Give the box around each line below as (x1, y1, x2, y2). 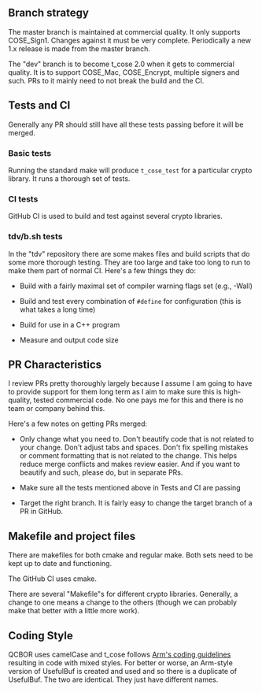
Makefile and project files (8, 529, 136, 542)
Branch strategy (8, 6, 89, 20)
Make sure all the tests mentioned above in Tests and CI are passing (19, 483, 242, 493)
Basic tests (8, 147, 52, 158)
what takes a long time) (19, 305, 96, 314)
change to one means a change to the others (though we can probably (8, 598, 238, 607)
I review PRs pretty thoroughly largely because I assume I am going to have (8, 379, 253, 388)
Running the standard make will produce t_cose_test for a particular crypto (8, 165, 253, 175)
